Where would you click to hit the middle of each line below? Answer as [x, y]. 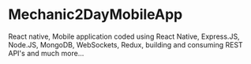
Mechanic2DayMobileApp [96, 15]
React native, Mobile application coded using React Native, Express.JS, [124, 36]
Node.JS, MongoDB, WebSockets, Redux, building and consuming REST [126, 44]
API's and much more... [46, 53]
